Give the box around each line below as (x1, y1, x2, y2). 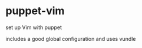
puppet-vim (5, 4, 65, 18)
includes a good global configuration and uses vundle (5, 35, 136, 42)
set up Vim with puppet (5, 24, 62, 31)
